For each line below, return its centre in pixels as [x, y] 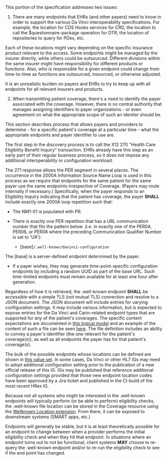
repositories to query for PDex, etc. [48, 38]
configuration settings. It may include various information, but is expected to [83, 307]
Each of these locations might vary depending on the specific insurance [79, 48]
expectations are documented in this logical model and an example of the [81, 323]
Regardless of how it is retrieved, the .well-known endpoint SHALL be [77, 292]
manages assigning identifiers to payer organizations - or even [77, 109]
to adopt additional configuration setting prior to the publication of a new [80, 365]
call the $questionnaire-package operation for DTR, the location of [81, 33]
